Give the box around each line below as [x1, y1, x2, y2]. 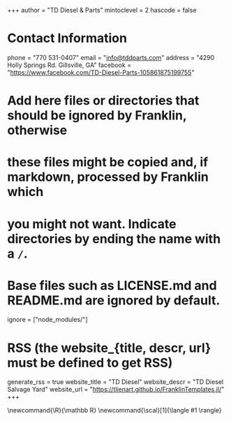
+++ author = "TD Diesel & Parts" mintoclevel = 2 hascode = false [7, 6, 197, 14]
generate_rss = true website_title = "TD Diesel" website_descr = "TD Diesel [7, 378, 224, 386]
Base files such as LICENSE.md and [7, 277, 218, 293]
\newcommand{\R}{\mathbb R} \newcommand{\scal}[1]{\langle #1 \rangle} [7, 406, 222, 415]
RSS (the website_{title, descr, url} [7, 340, 211, 355]
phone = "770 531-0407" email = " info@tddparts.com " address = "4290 [7, 53, 215, 61]
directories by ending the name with [7, 230, 221, 246]
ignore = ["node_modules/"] [7, 316, 88, 324]
